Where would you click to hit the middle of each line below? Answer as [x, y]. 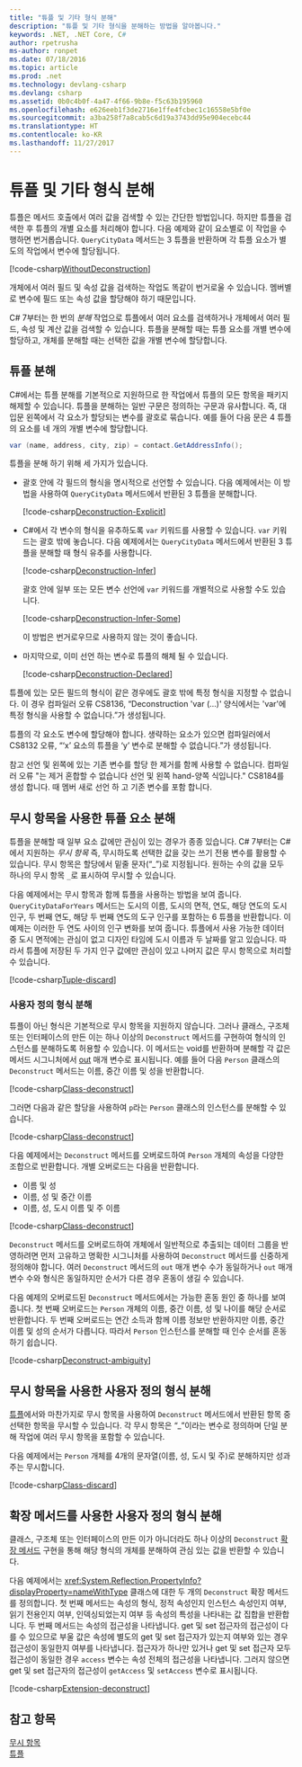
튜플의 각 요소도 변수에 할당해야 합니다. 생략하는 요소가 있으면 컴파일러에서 [140, 735]
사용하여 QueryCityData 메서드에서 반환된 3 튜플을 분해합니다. [148, 494]
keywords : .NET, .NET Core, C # [68, 34]
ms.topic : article [44, 68]
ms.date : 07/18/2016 [48, 59]
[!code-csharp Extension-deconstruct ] [80, 1689]
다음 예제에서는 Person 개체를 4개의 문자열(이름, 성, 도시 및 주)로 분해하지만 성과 [150, 1456]
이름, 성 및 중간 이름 [57, 1197]
